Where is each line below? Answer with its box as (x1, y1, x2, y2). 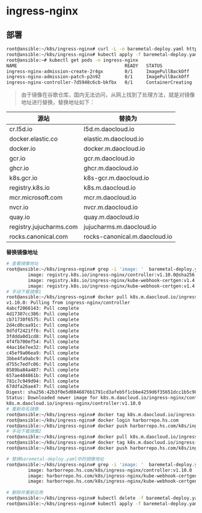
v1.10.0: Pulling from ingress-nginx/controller (6, 300, 130, 306)
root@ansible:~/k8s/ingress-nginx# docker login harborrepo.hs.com (6, 417, 179, 423)
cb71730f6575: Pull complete (6, 316, 79, 322)
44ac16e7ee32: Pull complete (6, 345, 79, 351)
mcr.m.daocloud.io (84, 194, 136, 202)
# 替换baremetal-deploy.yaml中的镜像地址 (6, 456, 104, 462)
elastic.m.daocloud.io (84, 135, 144, 143)
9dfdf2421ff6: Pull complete (6, 328, 79, 334)
